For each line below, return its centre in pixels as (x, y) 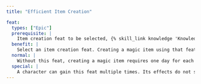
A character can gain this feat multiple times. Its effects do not (104, 72)
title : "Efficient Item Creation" (49, 12)
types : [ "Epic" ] (32, 28)
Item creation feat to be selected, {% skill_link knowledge (95, 39)
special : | (25, 66)
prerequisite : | (32, 33)
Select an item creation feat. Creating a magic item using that (100, 50)
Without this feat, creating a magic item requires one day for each (106, 61)
